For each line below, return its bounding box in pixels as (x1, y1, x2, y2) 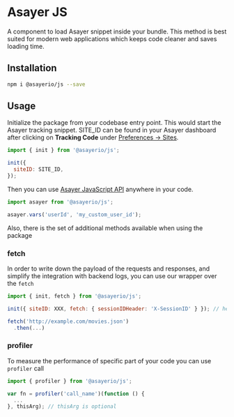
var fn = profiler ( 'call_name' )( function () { (7, 390, 145, 397)
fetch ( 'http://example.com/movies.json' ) (7, 318, 130, 325)
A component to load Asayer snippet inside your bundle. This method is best (7, 27, 227, 36)
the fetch (7, 279, 34, 287)
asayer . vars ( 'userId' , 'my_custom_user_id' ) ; (7, 211, 141, 218)
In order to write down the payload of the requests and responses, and (7, 264, 210, 273)
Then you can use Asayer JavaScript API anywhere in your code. (7, 185, 194, 193)
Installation (7, 62, 57, 74)
